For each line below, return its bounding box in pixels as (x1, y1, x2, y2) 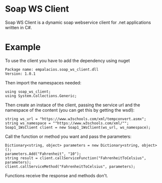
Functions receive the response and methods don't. (5, 172, 108, 178)
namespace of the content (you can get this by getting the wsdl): (5, 107, 135, 113)
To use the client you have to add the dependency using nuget (5, 57, 130, 64)
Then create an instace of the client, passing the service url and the (5, 102, 141, 108)
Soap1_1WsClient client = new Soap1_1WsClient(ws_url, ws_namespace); (5, 125, 151, 130)
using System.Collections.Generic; (5, 93, 77, 98)
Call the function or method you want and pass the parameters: (5, 133, 132, 139)
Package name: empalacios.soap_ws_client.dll (5, 67, 98, 72)
